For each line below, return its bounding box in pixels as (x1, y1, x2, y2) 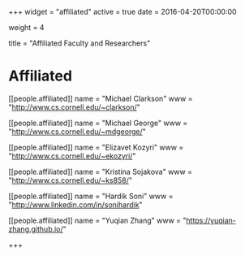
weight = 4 (8, 23, 45, 32)
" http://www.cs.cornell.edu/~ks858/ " (8, 175, 132, 185)
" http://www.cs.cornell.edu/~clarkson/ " (8, 102, 140, 112)
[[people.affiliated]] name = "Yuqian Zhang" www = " (8, 215, 187, 225)
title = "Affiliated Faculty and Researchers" (8, 38, 151, 48)
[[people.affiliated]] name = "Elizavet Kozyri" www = (8, 142, 184, 152)
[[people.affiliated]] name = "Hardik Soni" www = (8, 191, 174, 201)
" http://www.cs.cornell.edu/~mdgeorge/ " (8, 126, 146, 137)
